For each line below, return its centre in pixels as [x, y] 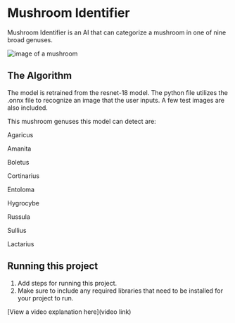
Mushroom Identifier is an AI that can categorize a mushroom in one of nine [117, 32]
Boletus [18, 162]
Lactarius [21, 243]
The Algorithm [40, 76]
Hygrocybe [24, 203]
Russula [19, 217]
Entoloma [21, 189]
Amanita [19, 148]
